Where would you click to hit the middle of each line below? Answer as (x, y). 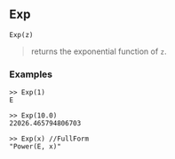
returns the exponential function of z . (99, 51)
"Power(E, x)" (36, 147)
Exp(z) (21, 34)
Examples (31, 74)
